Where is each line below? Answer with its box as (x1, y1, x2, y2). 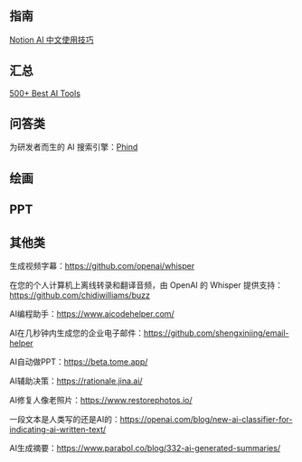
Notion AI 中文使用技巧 (9, 34, 94, 45)
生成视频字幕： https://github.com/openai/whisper (9, 261, 195, 272)
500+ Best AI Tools (9, 88, 81, 98)
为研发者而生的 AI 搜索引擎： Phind (9, 142, 138, 152)
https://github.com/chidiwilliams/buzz (9, 290, 151, 300)
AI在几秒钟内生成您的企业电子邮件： (9, 328, 145, 338)
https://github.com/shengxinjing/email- (143, 328, 289, 338)
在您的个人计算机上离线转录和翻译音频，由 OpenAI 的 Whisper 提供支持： (9, 280, 283, 291)
